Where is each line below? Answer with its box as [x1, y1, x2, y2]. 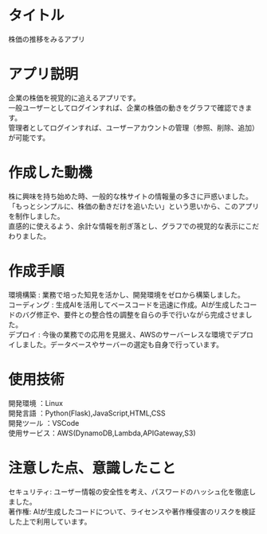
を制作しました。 [8, 211, 65, 220]
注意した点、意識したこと [8, 458, 177, 477]
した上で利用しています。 [8, 516, 92, 526]
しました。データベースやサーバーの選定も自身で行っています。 [14, 339, 224, 349]
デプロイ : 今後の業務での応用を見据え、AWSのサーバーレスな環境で [8, 329, 233, 339]
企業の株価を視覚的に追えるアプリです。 [8, 92, 141, 103]
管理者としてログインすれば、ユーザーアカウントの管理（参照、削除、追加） [8, 123, 259, 132]
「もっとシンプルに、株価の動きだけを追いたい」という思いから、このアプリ [8, 201, 260, 211]
